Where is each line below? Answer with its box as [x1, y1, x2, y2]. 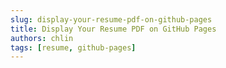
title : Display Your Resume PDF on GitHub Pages [10, 24, 217, 34]
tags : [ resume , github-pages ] [10, 42, 137, 53]
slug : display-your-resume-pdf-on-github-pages [10, 14, 213, 25]
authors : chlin [10, 33, 74, 43]
